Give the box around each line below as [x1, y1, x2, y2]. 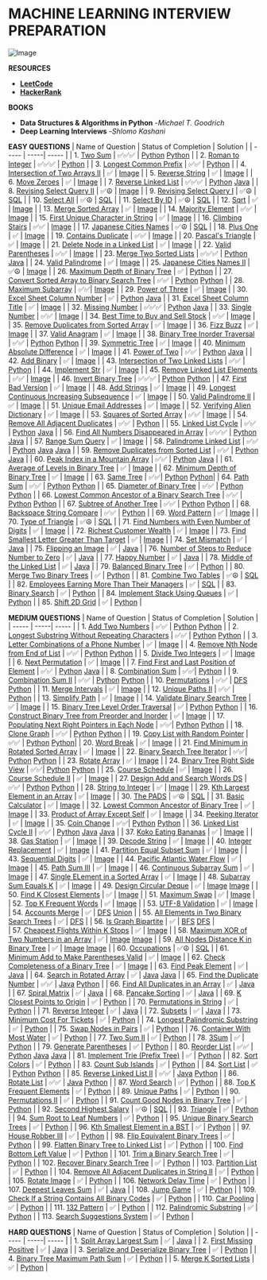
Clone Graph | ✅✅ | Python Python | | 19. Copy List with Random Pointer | [8, 729, 249, 738]
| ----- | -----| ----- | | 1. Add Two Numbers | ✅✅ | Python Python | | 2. [8, 621, 239, 631]
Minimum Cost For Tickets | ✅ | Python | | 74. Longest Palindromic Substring [8, 1015, 258, 1024]
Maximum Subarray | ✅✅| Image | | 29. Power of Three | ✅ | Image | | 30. [8, 284, 248, 294]
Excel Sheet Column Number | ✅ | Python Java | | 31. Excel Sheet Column [8, 293, 249, 303]
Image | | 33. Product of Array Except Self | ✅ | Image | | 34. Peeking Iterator [8, 809, 259, 818]
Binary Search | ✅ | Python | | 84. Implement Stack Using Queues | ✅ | [8, 588, 238, 597]
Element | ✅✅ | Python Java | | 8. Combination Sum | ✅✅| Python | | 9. [8, 666, 239, 675]
